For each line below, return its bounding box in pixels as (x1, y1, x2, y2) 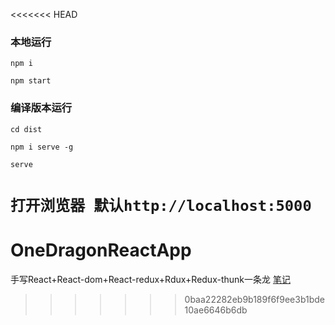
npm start (10, 76, 52, 86)
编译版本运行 (10, 101, 73, 115)
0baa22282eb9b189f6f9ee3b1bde (184, 293, 326, 305)
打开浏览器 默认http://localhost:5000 (10, 196, 312, 215)
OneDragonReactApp (10, 239, 192, 261)
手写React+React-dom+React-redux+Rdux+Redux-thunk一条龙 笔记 (10, 273, 291, 285)
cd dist (10, 124, 43, 134)
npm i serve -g (10, 142, 74, 152)
